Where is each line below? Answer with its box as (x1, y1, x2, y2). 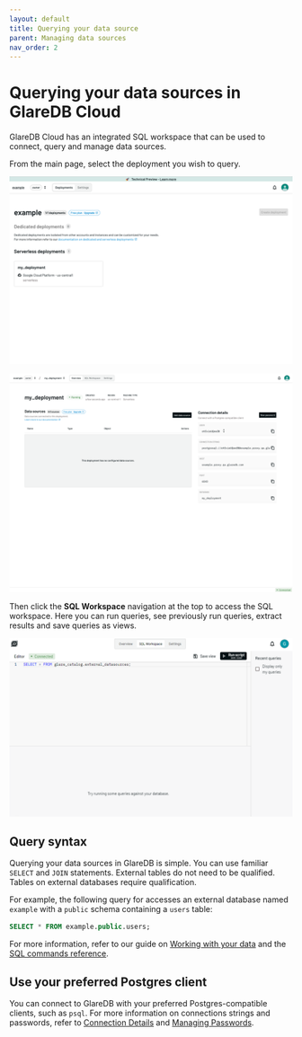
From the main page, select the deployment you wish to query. (9, 158, 241, 170)
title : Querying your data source (9, 23, 139, 33)
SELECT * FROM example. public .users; (9, 922, 151, 932)
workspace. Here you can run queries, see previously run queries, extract (9, 610, 282, 621)
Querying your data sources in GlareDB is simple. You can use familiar (9, 858, 269, 869)
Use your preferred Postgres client (9, 974, 208, 989)
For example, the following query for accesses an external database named (9, 894, 289, 905)
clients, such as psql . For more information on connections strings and (9, 1007, 271, 1019)
